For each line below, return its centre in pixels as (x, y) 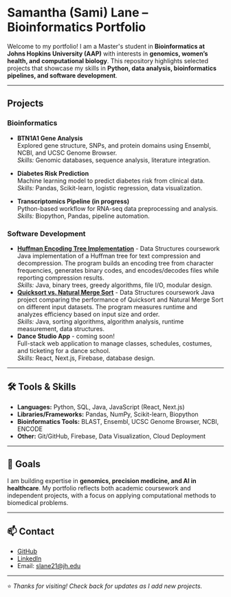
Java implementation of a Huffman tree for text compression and (109, 256)
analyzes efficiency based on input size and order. (88, 314)
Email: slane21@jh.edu (49, 566)
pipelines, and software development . (63, 75)
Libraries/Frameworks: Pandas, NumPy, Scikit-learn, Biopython (108, 414)
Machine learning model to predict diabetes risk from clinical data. (111, 181)
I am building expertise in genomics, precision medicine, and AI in (102, 481)
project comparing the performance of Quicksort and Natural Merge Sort (120, 300)
